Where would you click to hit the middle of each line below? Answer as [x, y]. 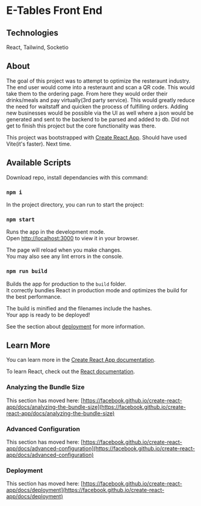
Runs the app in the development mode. [56, 232]
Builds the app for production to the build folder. [66, 284]
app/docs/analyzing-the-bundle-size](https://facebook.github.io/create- [96, 407]
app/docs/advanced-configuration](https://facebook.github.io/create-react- [101, 448]
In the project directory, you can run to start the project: [75, 204]
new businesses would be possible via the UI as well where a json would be [100, 113]
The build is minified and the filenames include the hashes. [79, 308]
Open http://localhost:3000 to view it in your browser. [73, 239]
